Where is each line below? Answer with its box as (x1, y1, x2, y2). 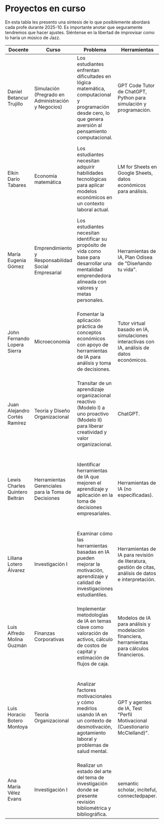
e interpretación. (118, 576, 156, 582)
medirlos (77, 705, 98, 712)
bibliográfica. (77, 810, 107, 817)
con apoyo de (77, 341, 109, 348)
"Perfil (118, 711, 132, 718)
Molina (7, 636, 23, 643)
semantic (118, 780, 139, 787)
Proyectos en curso (5, 3, 86, 14)
